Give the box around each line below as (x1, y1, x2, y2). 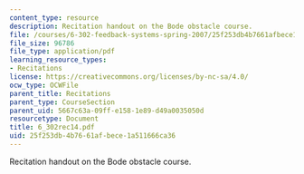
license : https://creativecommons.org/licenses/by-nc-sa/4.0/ (9, 72, 249, 82)
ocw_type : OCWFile (9, 81, 79, 90)
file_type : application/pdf (9, 47, 116, 56)
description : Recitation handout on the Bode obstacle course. (9, 22, 253, 31)
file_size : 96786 (9, 38, 75, 48)
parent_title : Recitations (9, 89, 111, 98)
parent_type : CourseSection (9, 97, 116, 107)
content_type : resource (9, 13, 100, 23)
